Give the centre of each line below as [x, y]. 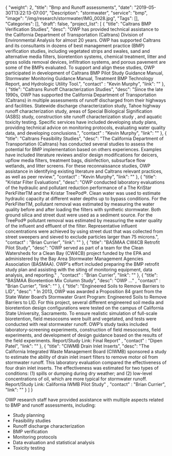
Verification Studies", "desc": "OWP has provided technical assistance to [82, 29]
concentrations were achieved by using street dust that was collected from [84, 231]
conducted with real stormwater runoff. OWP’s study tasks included [77, 324]
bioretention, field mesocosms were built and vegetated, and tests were [81, 319]
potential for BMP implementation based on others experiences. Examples [83, 149]
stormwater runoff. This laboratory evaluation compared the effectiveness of [86, 362]
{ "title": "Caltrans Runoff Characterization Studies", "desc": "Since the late [84, 89]
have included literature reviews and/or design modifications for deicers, [82, 155]
